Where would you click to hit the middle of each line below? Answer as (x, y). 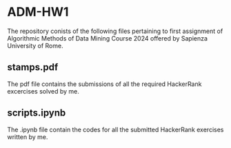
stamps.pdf (33, 67)
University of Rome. (35, 45)
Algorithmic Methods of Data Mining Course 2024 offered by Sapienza (108, 38)
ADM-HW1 (38, 12)
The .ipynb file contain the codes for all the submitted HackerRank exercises (115, 129)
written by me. (28, 137)
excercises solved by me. (43, 91)
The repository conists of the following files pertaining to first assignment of (115, 31)
